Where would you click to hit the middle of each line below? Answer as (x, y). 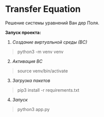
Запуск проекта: (23, 32)
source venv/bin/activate (43, 71)
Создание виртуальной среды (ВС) (50, 42)
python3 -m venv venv (40, 52)
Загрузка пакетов (31, 80)
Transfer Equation (43, 9)
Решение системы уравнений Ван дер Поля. (52, 23)
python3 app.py (33, 109)
